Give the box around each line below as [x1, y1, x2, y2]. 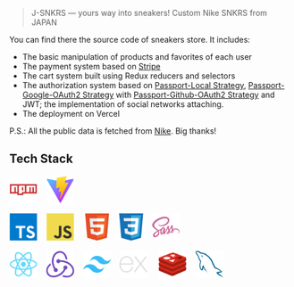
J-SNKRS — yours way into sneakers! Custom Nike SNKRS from [30, 8, 268, 18]
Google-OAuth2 [21, 89, 81, 100]
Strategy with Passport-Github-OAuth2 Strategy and [82, 89, 275, 100]
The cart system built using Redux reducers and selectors [21, 70, 236, 81]
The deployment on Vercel [21, 109, 121, 119]
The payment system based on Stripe [21, 61, 161, 71]
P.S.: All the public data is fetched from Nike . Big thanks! [9, 126, 217, 136]
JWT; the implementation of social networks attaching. [21, 99, 224, 110]
